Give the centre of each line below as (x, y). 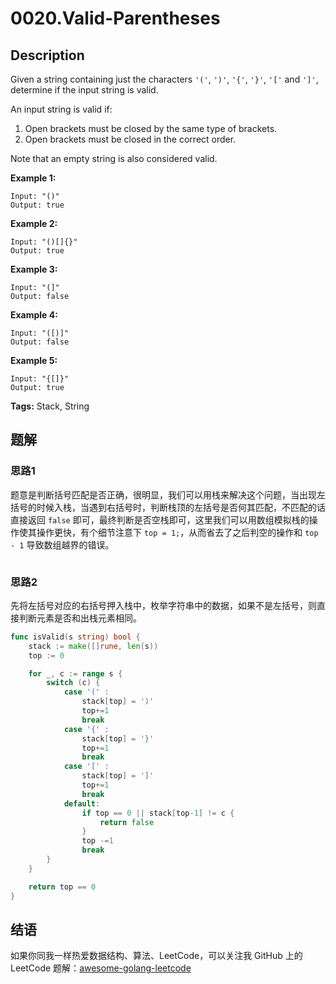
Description (47, 55)
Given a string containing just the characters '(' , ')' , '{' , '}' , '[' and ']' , (164, 79)
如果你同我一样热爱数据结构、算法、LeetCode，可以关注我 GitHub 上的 (156, 956)
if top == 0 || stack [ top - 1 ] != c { (158, 813)
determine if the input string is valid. (84, 90)
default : (82, 803)
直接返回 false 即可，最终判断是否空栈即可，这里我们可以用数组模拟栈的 (160, 519)
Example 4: (34, 315)
